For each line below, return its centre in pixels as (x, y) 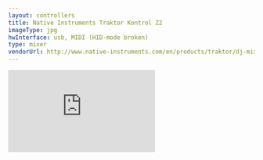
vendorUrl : (26, 52)
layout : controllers (42, 15)
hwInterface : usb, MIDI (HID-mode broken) (78, 37)
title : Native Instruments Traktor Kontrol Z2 (85, 23)
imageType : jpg (33, 30)
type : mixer (27, 45)
